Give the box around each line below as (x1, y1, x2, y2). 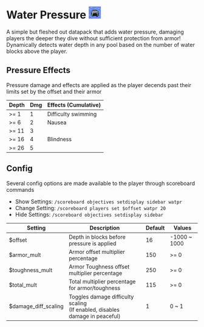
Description (89, 224, 120, 231)
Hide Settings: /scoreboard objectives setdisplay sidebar (15, 211, 164, 218)
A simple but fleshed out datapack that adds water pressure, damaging (6, 28, 184, 35)
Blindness (47, 136, 72, 143)
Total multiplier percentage (69, 278, 136, 286)
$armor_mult (8, 251, 41, 259)
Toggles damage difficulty (69, 293, 134, 300)
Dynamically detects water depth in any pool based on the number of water (6, 41, 195, 48)
